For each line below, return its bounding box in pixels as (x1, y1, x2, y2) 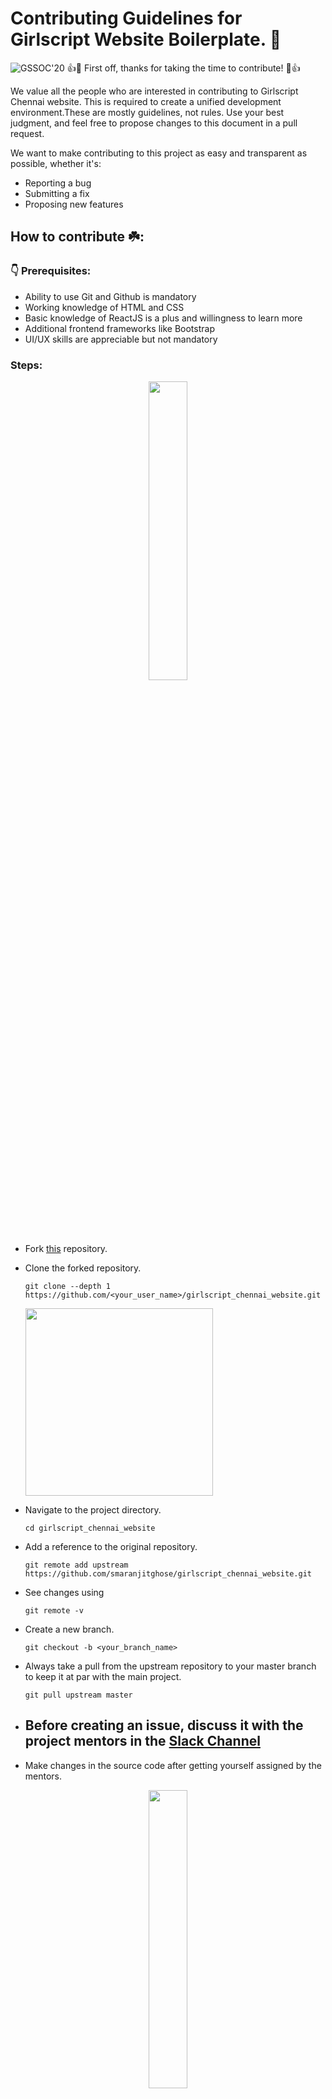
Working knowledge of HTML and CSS (24, 301, 185, 313)
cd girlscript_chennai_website (24, 1523, 156, 1533)
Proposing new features (24, 198, 124, 210)
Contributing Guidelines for (10, 7, 243, 30)
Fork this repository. (24, 1242, 108, 1254)
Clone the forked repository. (24, 1262, 142, 1274)
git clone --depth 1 (24, 1281, 111, 1291)
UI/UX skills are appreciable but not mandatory (24, 333, 218, 345)
